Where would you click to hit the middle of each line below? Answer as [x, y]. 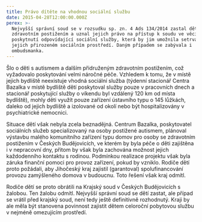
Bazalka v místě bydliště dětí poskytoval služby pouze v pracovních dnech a [100, 87]
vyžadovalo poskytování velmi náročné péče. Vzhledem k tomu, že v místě [99, 74]
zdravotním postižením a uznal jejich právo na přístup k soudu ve [98, 34]
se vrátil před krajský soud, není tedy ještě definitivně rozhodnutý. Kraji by [98, 199]
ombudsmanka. [28, 51]
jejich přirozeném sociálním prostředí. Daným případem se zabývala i [102, 46]
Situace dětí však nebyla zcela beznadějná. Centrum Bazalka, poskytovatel [99, 124]
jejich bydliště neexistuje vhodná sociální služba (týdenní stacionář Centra [98, 80]
